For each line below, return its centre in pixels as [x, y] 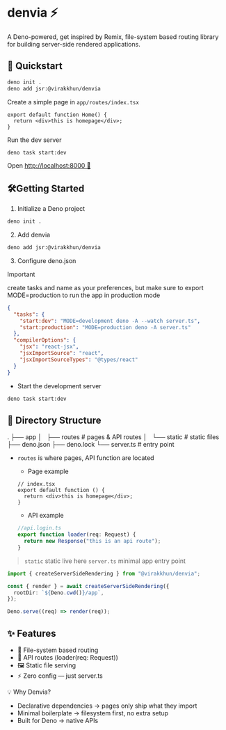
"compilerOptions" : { [45, 340]
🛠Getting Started [46, 188]
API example [46, 516]
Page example [48, 471]
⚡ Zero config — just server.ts [60, 676]
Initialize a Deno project [51, 209]
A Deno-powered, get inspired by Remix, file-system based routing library [113, 37]
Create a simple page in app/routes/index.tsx [73, 102]
